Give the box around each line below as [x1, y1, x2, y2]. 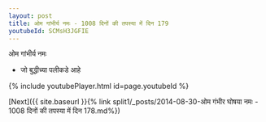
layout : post [8, 11, 53, 20]
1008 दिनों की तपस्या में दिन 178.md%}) [8, 106, 120, 116]
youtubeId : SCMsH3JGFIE [8, 27, 89, 35]
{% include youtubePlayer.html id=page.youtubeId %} [8, 82, 190, 91]
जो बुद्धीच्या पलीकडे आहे [20, 65, 81, 75]
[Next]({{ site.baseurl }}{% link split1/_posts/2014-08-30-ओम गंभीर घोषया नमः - [8, 97, 259, 107]
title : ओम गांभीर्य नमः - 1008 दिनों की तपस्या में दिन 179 [8, 19, 169, 27]
